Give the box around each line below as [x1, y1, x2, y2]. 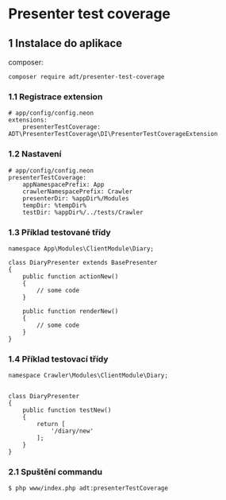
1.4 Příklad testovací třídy [8, 353, 109, 364]
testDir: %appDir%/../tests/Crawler [22, 208, 144, 216]
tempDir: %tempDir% [22, 201, 87, 209]
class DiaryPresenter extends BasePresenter [8, 258, 158, 266]
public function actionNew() [22, 272, 119, 281]
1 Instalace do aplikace [8, 37, 123, 50]
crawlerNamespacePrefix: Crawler [22, 188, 133, 196]
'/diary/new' [50, 427, 94, 436]
